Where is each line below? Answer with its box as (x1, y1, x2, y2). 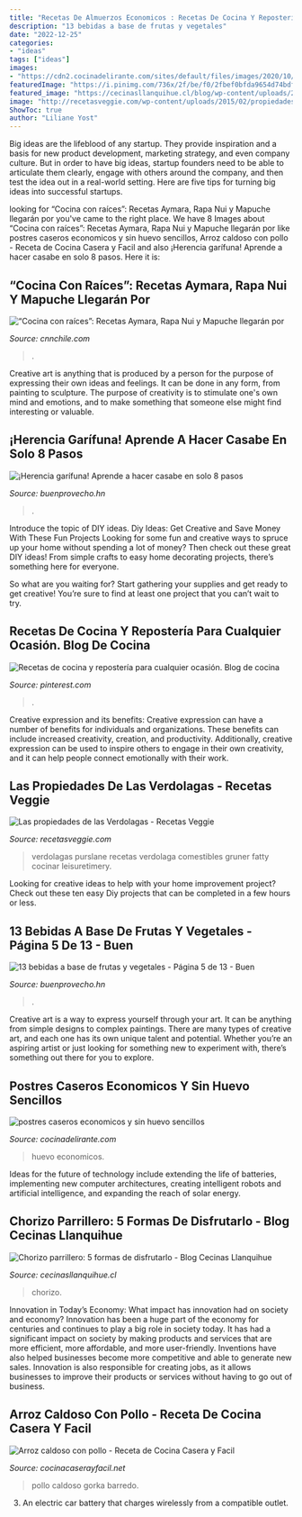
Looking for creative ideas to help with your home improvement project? (9, 878, 277, 889)
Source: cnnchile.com (9, 332, 91, 343)
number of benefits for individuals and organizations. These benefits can (9, 723, 279, 734)
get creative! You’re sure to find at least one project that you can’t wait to (9, 587, 280, 599)
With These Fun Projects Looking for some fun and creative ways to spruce (9, 532, 289, 543)
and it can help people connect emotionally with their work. (9, 752, 229, 763)
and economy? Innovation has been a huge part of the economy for (9, 1313, 259, 1324)
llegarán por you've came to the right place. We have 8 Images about (9, 213, 265, 224)
